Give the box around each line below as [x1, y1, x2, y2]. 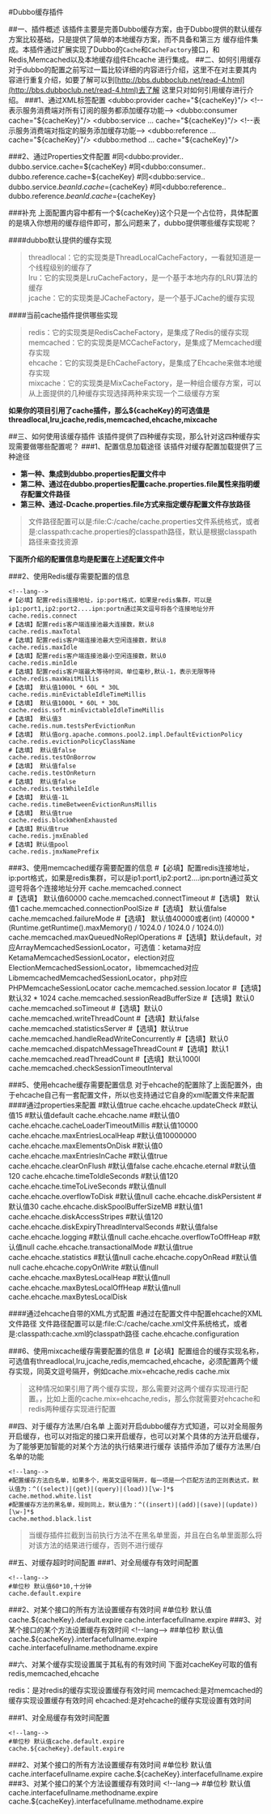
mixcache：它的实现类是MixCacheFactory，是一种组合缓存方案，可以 [28, 378, 261, 388]
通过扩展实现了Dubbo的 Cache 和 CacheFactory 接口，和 [43, 45, 220, 54]
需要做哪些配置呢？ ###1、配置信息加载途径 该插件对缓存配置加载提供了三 [15, 441, 263, 451]
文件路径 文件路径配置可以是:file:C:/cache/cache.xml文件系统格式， [8, 1319, 234, 1328]
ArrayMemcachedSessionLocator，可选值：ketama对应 [15, 943, 201, 952]
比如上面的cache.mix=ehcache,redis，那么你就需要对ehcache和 [45, 1394, 260, 1403]
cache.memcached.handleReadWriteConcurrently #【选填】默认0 [8, 1034, 229, 1043]
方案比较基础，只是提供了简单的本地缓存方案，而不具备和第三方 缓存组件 [8, 35, 252, 44]
